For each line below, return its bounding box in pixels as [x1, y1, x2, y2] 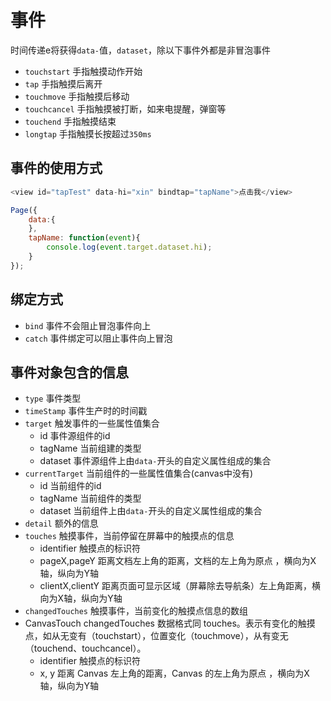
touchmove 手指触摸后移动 [24, 90, 130, 102]
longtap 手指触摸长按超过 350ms [24, 127, 152, 140]
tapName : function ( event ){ [28, 233, 141, 243]
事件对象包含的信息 [10, 364, 129, 381]
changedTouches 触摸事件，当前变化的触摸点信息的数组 [24, 605, 248, 617]
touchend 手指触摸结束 [24, 115, 117, 127]
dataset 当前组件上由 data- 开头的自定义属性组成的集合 [39, 505, 263, 517]
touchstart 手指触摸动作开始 [24, 65, 143, 77]
